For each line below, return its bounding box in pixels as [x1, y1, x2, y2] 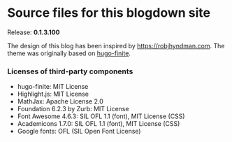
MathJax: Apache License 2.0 [17, 97, 103, 106]
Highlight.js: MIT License [17, 90, 89, 99]
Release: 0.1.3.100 [7, 28, 60, 36]
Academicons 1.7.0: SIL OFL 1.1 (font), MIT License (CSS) [17, 120, 180, 128]
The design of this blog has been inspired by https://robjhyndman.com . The [7, 41, 225, 50]
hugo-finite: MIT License [17, 83, 89, 91]
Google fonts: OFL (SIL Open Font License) [17, 127, 141, 136]
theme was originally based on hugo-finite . [7, 49, 131, 57]
